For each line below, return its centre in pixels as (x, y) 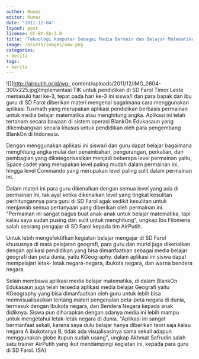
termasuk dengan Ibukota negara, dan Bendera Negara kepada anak (90, 306)
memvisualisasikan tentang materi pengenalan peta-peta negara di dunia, (96, 300)
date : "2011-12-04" (30, 23)
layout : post (22, 28)
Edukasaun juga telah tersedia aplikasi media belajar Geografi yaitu (88, 287)
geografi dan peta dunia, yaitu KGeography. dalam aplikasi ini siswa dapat (96, 257)
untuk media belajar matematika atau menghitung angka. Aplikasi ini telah (96, 115)
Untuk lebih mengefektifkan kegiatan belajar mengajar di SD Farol (86, 238)
